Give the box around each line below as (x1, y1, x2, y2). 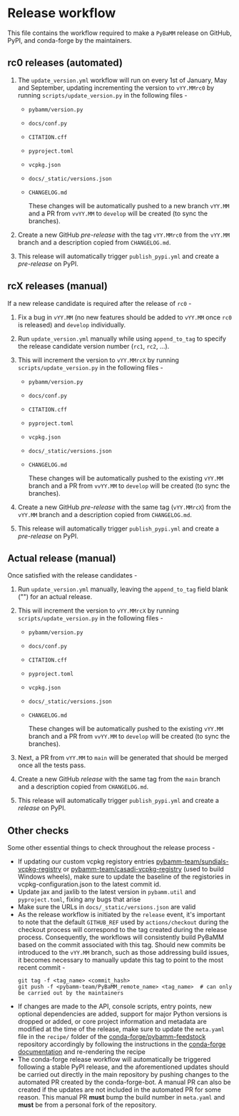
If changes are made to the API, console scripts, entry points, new (17, 1002, 212, 1010)
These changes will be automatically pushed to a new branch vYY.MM (28, 201, 230, 210)
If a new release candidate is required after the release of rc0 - (7, 299, 192, 307)
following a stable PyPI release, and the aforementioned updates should (17, 1063, 230, 1071)
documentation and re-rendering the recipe (17, 1048, 146, 1056)
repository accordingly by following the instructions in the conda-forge (17, 1040, 226, 1049)
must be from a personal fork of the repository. (17, 1100, 157, 1110)
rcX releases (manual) (7, 280, 108, 292)
